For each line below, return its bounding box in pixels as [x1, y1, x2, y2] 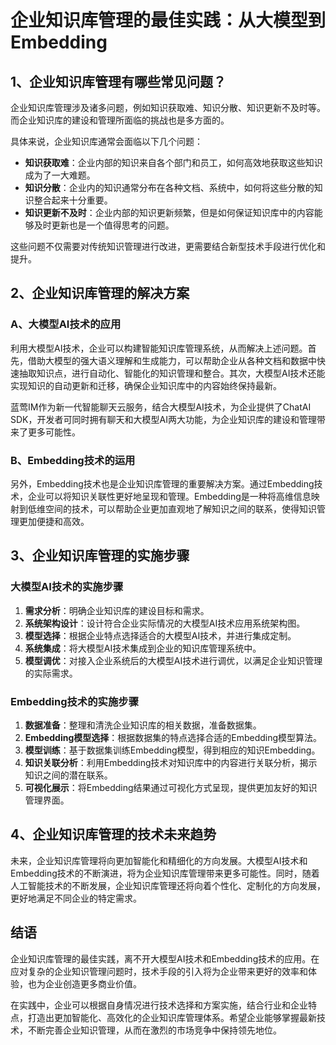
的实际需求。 [24, 667, 78, 679]
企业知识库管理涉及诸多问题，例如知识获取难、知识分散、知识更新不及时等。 [10, 102, 326, 113]
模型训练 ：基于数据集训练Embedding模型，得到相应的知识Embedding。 [24, 744, 321, 756]
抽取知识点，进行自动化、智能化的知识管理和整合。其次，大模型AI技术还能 [18, 367, 326, 379]
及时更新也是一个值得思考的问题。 [33, 219, 175, 231]
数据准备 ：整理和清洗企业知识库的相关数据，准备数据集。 [24, 719, 262, 731]
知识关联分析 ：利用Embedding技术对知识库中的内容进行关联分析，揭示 [24, 756, 318, 768]
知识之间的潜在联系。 [24, 769, 113, 781]
